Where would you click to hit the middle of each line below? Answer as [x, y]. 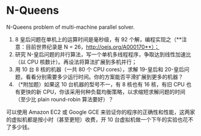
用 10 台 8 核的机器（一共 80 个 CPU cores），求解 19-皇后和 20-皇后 [100, 69]
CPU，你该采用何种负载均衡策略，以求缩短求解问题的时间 [114, 92]
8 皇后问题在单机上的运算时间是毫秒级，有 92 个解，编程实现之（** [98, 39]
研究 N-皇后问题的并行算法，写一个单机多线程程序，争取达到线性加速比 [103, 54]
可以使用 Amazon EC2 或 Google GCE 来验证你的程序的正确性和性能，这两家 [101, 112]
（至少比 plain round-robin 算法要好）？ [64, 99]
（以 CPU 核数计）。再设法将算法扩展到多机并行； [76, 62]
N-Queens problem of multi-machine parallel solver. [70, 27]
